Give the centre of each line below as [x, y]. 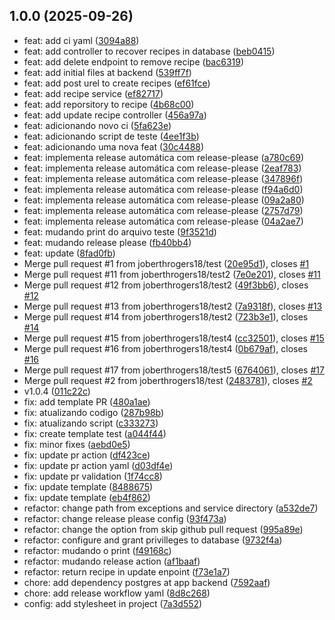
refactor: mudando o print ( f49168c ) [97, 550]
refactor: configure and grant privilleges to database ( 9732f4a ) [153, 540]
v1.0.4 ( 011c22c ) [57, 391]
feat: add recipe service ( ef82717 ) [93, 93]
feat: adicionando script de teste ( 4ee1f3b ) [111, 136]
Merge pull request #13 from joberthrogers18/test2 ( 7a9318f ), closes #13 [173, 306]
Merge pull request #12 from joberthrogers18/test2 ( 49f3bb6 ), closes [166, 285]
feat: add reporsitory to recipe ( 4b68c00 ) [109, 104]
